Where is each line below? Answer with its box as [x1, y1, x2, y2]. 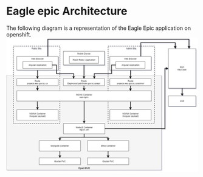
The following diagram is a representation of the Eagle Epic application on [6, 24, 191, 32]
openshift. [6, 30, 32, 38]
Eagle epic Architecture [6, 4, 128, 18]
